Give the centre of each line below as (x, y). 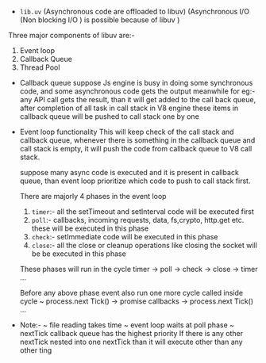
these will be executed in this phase (90, 228)
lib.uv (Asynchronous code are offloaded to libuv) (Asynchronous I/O (135, 11)
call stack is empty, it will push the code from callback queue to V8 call (136, 149)
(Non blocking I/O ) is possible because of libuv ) (100, 20)
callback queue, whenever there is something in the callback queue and (137, 140)
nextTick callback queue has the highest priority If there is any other (131, 333)
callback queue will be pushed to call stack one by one (110, 117)
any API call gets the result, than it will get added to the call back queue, (138, 99)
